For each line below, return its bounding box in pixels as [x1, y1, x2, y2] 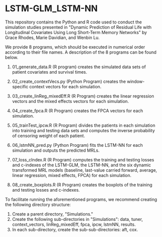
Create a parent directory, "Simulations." [12, 211, 93, 217]
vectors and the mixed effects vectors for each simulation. [12, 98, 129, 104]
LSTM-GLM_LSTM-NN [5, 3, 98, 14]
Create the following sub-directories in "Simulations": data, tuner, [12, 216, 143, 222]
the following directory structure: [5, 201, 71, 207]
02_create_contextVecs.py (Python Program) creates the [12, 79, 126, 84]
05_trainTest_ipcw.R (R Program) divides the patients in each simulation [12, 122, 156, 128]
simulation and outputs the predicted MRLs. [12, 147, 100, 153]
